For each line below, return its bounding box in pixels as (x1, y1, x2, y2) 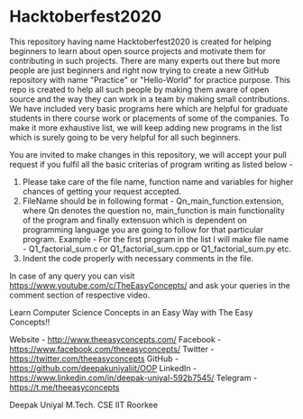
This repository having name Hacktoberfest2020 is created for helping (9, 36, 272, 47)
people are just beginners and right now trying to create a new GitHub (9, 65, 270, 76)
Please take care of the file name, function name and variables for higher (22, 176, 294, 187)
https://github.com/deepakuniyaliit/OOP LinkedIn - (9, 362, 197, 373)
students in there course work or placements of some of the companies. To (9, 113, 289, 123)
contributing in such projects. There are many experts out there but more (9, 55, 281, 66)
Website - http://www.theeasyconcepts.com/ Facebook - (9, 333, 222, 344)
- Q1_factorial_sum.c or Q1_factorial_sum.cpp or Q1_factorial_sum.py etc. (22, 243, 291, 254)
